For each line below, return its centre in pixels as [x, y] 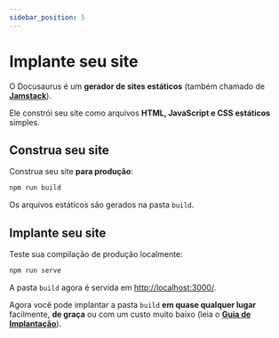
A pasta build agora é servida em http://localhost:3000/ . [113, 287]
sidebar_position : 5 [48, 17]
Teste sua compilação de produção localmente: [96, 254]
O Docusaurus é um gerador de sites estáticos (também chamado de [137, 86]
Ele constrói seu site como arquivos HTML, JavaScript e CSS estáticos [140, 113]
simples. [24, 122]
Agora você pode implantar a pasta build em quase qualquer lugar [132, 304]
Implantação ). [36, 323]
